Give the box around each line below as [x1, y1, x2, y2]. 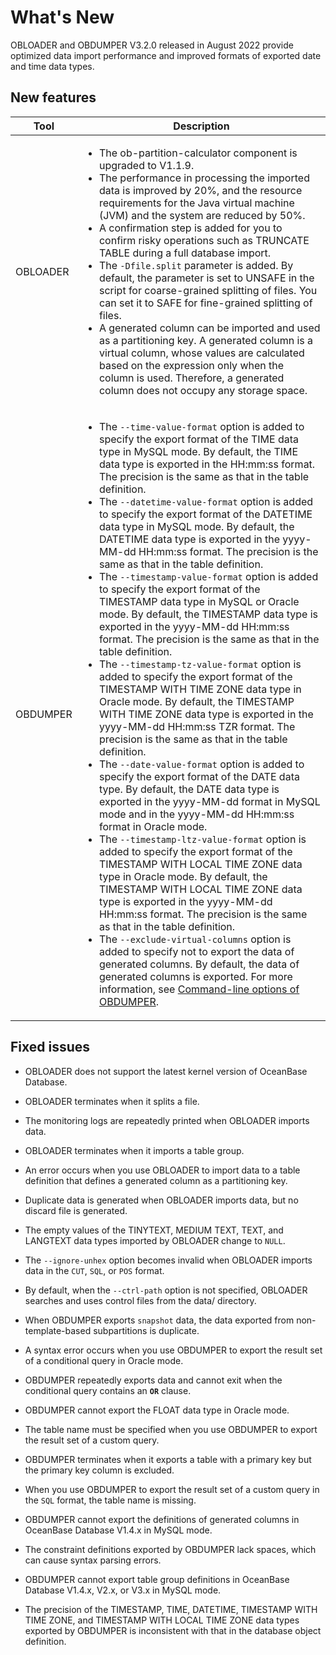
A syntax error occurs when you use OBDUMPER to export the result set [24, 1344, 323, 1356]
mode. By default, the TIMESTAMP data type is [98, 607, 319, 621]
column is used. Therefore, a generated [98, 371, 285, 385]
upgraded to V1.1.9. [98, 158, 195, 172]
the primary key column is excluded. [24, 1464, 175, 1476]
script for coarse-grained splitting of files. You [98, 283, 318, 297]
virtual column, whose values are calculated [98, 346, 305, 360]
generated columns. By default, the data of [98, 957, 300, 971]
